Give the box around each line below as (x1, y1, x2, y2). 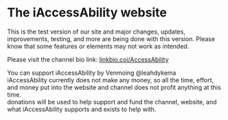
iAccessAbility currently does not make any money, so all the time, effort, (7, 75, 214, 84)
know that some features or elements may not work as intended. (7, 42, 190, 50)
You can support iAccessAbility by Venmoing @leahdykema (7, 69, 176, 77)
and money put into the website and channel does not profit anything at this (7, 83, 221, 91)
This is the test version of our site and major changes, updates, (7, 27, 185, 36)
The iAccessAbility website (7, 5, 167, 21)
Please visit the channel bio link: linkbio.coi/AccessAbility (7, 55, 170, 63)
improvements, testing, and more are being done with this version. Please (7, 34, 215, 43)
